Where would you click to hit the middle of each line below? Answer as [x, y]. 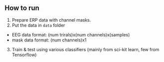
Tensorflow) [24, 55]
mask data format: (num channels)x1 [49, 40]
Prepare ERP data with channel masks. [51, 20]
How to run [22, 8]
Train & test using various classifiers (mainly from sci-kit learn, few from [85, 49]
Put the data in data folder [39, 25]
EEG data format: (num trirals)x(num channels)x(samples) [71, 34]
